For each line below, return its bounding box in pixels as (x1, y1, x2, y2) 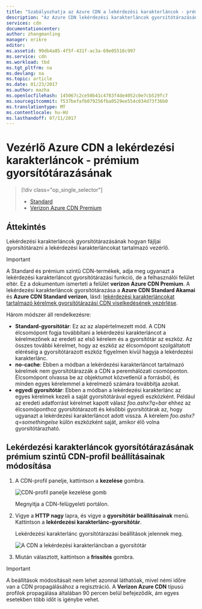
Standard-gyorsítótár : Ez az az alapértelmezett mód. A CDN (14, 323, 166, 329)
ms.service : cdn (6, 54, 47, 60)
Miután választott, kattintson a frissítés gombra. (14, 553, 135, 560)
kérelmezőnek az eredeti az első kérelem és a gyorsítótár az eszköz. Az (14, 335, 192, 343)
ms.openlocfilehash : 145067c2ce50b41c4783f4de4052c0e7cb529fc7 (6, 93, 168, 99)
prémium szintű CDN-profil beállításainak (6, 451, 165, 462)
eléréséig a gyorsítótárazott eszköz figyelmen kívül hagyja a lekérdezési (14, 348, 194, 355)
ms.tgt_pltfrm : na (6, 64, 52, 71)
